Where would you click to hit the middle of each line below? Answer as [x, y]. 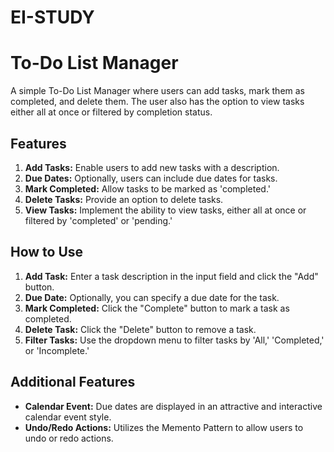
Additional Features [73, 382]
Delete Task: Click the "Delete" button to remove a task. [140, 329]
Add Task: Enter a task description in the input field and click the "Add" [171, 276]
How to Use [47, 252]
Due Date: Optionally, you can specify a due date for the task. [152, 297]
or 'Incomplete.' [57, 350]
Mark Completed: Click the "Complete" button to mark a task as [157, 308]
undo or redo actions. [69, 438]
